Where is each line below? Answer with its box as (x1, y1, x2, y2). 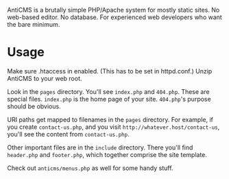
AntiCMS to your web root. (7, 74, 82, 82)
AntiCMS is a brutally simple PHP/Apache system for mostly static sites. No (7, 6, 220, 14)
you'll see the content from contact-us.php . (7, 130, 130, 138)
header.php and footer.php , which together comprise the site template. (7, 150, 208, 158)
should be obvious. (7, 102, 61, 110)
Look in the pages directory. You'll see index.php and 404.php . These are (7, 87, 210, 95)
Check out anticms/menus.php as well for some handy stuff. (7, 164, 173, 172)
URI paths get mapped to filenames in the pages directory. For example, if (7, 115, 214, 123)
